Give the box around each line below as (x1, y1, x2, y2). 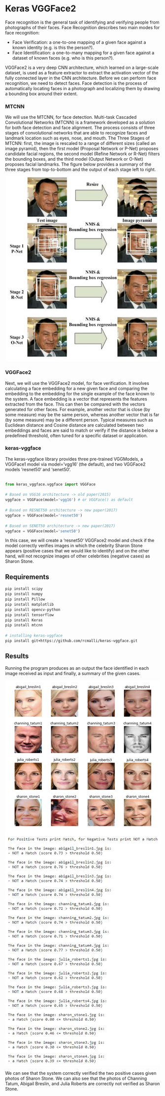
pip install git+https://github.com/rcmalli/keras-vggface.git (5, 639, 138, 644)
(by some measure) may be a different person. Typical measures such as (5, 417, 154, 423)
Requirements (5, 573, 49, 581)
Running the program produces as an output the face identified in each (5, 665, 149, 671)
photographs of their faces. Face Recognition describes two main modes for (5, 24, 160, 30)
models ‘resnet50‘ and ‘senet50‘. (5, 466, 71, 472)
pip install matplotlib (5, 602, 54, 607)
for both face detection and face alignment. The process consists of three (5, 125, 155, 131)
